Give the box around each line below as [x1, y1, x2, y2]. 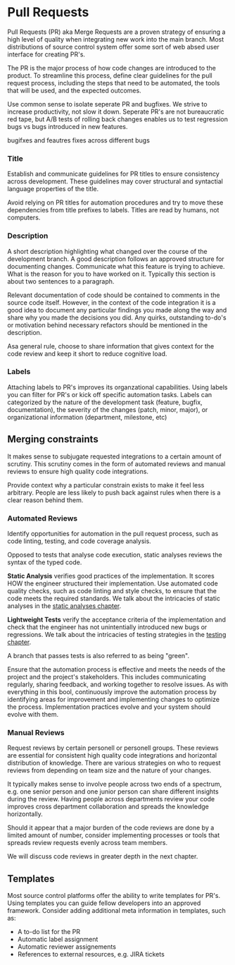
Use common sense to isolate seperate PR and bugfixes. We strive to [7, 99, 208, 108]
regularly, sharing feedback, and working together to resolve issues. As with [7, 680, 229, 688]
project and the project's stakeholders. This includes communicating [7, 672, 206, 681]
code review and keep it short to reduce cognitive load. [7, 349, 167, 358]
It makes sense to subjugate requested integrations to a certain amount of [7, 452, 222, 461]
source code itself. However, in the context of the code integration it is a [7, 298, 216, 307]
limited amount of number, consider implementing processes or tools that [7, 831, 220, 839]
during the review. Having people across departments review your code [7, 795, 215, 803]
